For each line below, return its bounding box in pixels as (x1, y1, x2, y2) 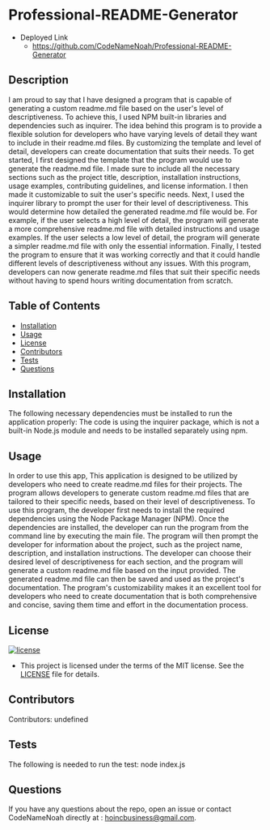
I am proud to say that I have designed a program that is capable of (8, 95, 232, 105)
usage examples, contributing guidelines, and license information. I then (8, 181, 248, 190)
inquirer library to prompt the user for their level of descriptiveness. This (8, 198, 249, 207)
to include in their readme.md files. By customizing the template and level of (8, 138, 262, 148)
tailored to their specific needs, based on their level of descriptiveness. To (8, 497, 255, 507)
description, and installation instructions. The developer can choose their (8, 549, 252, 558)
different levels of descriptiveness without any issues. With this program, (8, 258, 251, 268)
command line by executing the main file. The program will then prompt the (8, 531, 259, 541)
